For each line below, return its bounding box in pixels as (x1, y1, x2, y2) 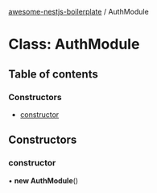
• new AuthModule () (8, 175, 79, 185)
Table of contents (8, 67, 98, 81)
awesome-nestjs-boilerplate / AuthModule (8, 7, 149, 16)
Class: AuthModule (8, 36, 140, 53)
